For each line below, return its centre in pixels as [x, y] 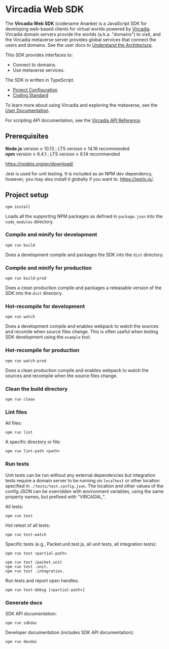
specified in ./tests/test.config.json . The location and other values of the [84, 486]
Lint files [16, 412]
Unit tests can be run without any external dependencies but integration [80, 475]
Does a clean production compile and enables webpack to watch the [77, 370]
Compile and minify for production [49, 268]
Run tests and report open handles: [42, 580]
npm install [18, 207]
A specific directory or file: [33, 442]
